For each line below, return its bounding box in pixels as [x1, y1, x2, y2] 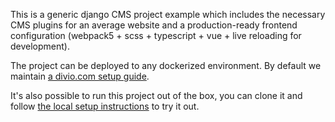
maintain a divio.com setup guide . [10, 70, 150, 82]
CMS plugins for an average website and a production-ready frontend [10, 19, 298, 31]
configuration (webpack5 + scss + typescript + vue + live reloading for [10, 30, 302, 41]
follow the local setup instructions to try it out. [10, 100, 200, 112]
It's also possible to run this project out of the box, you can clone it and [10, 90, 303, 101]
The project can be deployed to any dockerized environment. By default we [10, 60, 322, 71]
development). [10, 40, 70, 52]
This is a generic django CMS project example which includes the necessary [10, 9, 326, 20]
